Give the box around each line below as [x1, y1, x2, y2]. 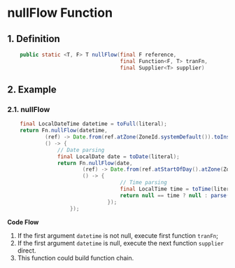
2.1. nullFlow [7, 104, 50, 114]
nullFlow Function [7, 5, 113, 21]
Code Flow [7, 218, 39, 226]
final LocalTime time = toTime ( [120, 185, 215, 193]
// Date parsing [57, 146, 105, 153]
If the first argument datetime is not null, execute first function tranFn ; [17, 231, 219, 239]
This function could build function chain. [17, 253, 134, 262]
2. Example [7, 84, 57, 96]
